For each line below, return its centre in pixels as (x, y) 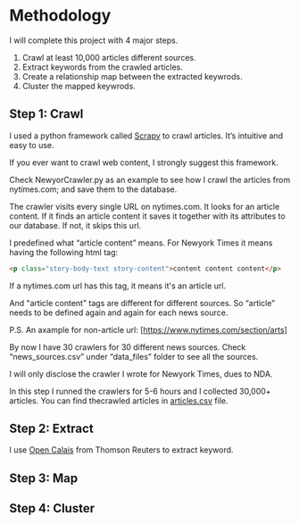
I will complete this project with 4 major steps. (94, 40)
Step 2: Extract (51, 429)
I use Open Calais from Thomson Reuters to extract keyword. (121, 450)
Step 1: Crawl (46, 114)
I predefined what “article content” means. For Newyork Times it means (141, 243)
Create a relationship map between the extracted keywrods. (132, 76)
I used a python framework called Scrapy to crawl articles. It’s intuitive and (146, 136)
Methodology (60, 16)
